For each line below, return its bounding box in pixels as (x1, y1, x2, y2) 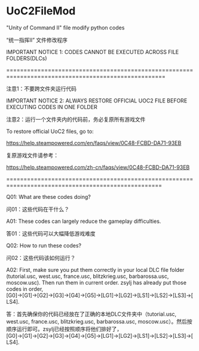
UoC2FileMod (6, 4, 76, 18)
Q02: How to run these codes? (6, 241, 82, 249)
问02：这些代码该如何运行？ (6, 254, 76, 261)
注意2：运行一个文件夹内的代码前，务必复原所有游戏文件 (6, 116, 146, 123)
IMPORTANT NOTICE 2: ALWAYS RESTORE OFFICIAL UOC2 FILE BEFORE (6, 97, 188, 104)
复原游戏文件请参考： (6, 152, 59, 159)
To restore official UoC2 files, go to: (6, 128, 94, 135)
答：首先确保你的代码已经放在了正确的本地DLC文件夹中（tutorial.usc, (6, 310, 177, 317)
